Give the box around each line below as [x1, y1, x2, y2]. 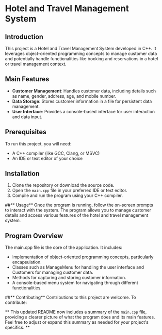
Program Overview [5, 231, 63, 240]
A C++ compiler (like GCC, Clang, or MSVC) [12, 150, 100, 156]
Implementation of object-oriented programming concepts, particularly [12, 254, 154, 260]
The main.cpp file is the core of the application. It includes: [5, 245, 123, 250]
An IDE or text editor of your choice [12, 155, 83, 161]
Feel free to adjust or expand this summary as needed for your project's [5, 319, 149, 325]
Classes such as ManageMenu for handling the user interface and [12, 264, 144, 270]
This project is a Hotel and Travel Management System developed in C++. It [5, 46, 157, 51]
